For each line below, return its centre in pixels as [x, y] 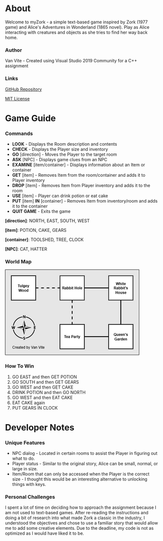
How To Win [19, 366]
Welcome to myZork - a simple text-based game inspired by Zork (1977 [76, 22]
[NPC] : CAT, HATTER [26, 249]
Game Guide [30, 118]
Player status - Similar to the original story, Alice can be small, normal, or [85, 464]
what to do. [23, 459]
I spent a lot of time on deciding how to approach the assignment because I [81, 507]
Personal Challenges [30, 497]
